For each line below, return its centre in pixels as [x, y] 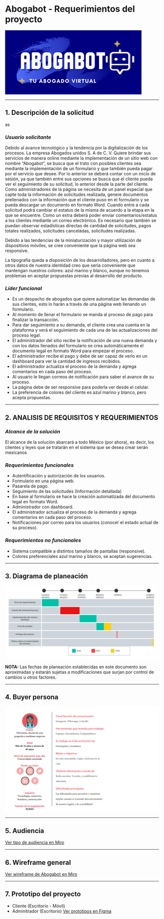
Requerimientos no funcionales [43, 540]
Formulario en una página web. [43, 481]
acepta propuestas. [32, 398]
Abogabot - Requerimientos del [70, 9]
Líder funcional [24, 288]
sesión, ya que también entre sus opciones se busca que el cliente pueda [79, 179]
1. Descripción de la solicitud [50, 113]
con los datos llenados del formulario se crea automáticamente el [78, 346]
